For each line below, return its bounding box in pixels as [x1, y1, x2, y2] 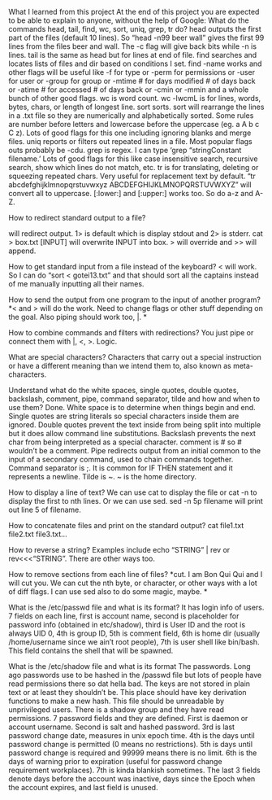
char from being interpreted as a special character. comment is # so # [8, 437, 242, 447]
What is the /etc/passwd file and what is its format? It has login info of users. [8, 602, 265, 612]
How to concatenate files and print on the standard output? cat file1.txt [8, 521, 244, 530]
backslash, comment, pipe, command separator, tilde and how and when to [8, 394, 261, 404]
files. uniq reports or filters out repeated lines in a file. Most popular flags [8, 137, 253, 146]
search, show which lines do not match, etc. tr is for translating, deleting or [8, 163, 259, 172]
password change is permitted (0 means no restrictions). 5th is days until [8, 740, 253, 749]
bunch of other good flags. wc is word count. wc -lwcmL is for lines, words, [8, 94, 261, 103]
